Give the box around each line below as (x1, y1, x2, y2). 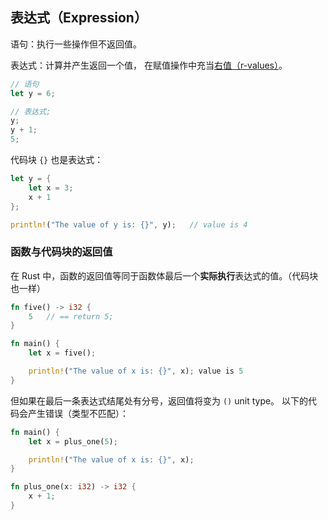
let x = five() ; (28, 348, 97, 358)
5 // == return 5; (28, 311, 114, 322)
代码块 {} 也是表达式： (10, 154, 104, 166)
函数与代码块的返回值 (10, 245, 113, 259)
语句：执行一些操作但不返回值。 (10, 38, 142, 50)
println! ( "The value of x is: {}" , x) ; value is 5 (28, 366, 244, 377)
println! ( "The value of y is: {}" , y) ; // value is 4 (10, 219, 248, 230)
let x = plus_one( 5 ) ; (28, 436, 118, 447)
